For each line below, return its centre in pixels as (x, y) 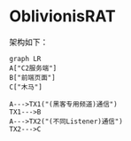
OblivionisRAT (63, 16)
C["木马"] (26, 87)
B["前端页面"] (32, 77)
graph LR (25, 59)
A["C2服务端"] (33, 68)
